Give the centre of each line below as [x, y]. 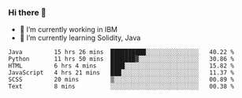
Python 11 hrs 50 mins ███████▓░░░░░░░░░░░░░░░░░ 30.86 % [121, 59]
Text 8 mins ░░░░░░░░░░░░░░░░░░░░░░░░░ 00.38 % [121, 87]
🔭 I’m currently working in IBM [69, 30]
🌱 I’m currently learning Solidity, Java [80, 38]
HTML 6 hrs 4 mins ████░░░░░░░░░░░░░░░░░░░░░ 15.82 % [121, 66]
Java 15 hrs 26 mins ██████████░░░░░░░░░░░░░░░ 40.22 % [121, 53]
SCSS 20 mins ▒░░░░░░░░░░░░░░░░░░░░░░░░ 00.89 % [121, 80]
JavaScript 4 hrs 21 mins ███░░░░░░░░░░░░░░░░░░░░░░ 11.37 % [121, 73]
